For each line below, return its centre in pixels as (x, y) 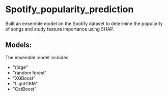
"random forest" (30, 73)
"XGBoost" (24, 78)
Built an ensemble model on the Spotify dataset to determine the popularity (84, 23)
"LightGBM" (25, 83)
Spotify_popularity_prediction (69, 9)
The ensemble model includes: (37, 57)
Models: (19, 45)
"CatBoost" (24, 89)
